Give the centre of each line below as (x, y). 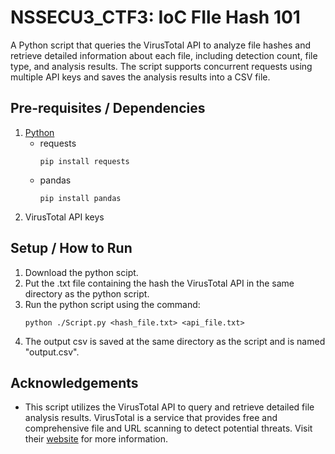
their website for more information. (96, 439)
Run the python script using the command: (112, 304)
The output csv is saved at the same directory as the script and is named (175, 341)
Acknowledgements (74, 382)
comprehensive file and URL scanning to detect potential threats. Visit (168, 428)
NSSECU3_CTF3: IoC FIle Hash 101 (155, 17)
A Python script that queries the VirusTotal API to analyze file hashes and (161, 45)
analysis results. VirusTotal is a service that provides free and (151, 418)
